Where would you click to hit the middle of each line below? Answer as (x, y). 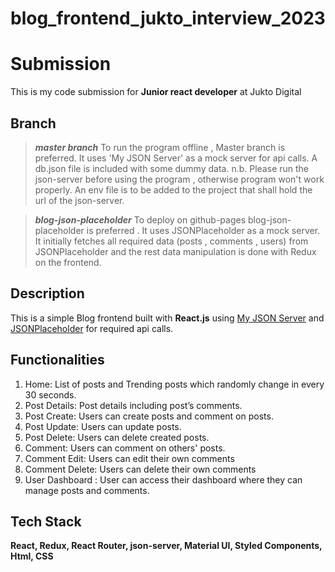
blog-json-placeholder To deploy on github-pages (140, 219)
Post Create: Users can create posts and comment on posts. (149, 416)
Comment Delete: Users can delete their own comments (140, 469)
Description (47, 293)
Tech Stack (46, 521)
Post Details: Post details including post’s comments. (133, 405)
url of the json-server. (79, 200)
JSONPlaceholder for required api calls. (92, 328)
